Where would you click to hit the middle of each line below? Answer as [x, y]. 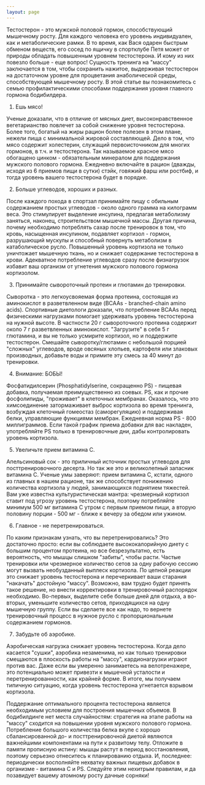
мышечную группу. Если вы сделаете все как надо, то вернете [89, 609]
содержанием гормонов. [39, 622]
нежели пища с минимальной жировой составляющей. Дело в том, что [100, 138]
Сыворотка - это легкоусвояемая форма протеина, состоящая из [92, 296]
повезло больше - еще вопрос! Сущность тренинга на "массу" [89, 62]
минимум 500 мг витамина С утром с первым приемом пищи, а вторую [101, 507]
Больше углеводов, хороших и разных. [66, 189]
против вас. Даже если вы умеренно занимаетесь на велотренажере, [99, 665]
